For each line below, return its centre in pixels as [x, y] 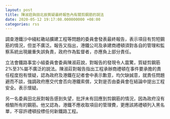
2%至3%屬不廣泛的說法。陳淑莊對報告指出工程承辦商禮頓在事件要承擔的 [81, 69]
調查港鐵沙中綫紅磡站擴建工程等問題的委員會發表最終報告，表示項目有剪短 [83, 39]
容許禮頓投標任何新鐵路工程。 [50, 111]
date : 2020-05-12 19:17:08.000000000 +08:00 [53, 19]
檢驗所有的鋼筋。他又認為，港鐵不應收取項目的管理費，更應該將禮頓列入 [80, 105]
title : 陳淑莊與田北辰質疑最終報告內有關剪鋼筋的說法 [55, 15]
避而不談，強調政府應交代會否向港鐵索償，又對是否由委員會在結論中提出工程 [85, 82]
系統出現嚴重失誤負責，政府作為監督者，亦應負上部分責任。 [72, 52]
